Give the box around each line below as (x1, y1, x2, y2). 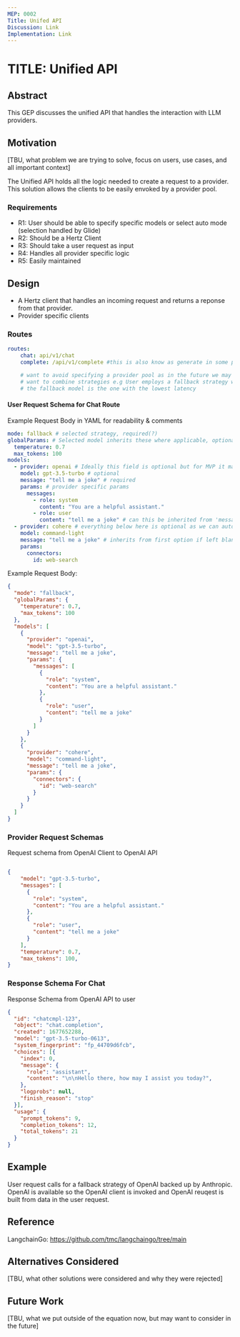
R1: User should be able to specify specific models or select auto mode (17, 219, 227, 227)
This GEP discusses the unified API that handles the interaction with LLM (7, 109, 221, 117)
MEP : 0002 (7, 10, 37, 18)
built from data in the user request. (7, 1195, 109, 1203)
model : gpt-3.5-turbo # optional (20, 470, 120, 477)
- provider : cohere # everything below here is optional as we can (14, 523, 219, 531)
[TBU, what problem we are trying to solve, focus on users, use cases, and (7, 156, 227, 164)
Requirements (7, 202, 58, 212)
